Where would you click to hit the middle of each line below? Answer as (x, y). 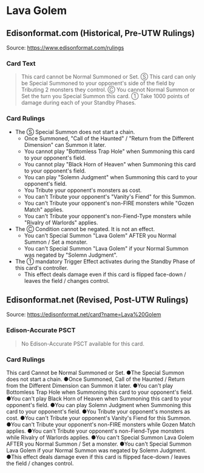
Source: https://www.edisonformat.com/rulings (65, 48)
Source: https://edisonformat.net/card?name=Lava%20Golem (84, 315)
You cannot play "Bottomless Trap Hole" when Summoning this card (109, 151)
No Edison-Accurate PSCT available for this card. (83, 343)
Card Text (21, 63)
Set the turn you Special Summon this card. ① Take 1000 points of (105, 96)
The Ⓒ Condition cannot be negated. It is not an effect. (85, 229)
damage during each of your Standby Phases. (79, 103)
